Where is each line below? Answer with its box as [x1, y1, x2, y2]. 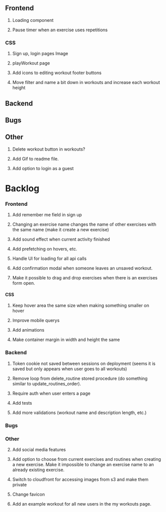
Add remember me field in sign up [12, 212, 82, 218]
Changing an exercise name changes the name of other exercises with [12, 221, 157, 228]
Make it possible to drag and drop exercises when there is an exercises [12, 275, 158, 281]
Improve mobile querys [12, 318, 60, 324]
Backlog [5, 182, 40, 194]
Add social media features [12, 446, 66, 452]
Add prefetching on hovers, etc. [12, 246, 78, 252]
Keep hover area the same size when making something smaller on [12, 303, 150, 309]
